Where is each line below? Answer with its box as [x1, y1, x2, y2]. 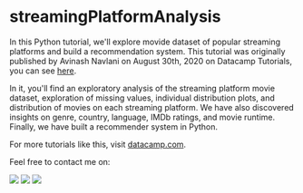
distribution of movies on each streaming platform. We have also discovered [9, 101, 295, 112]
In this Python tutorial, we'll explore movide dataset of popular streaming [9, 36, 281, 47]
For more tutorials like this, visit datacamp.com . [9, 139, 187, 150]
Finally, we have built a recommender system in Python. [9, 121, 219, 132]
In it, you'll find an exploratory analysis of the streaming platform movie [9, 82, 275, 93]
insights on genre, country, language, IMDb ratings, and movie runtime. [9, 111, 276, 122]
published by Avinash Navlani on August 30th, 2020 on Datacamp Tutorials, [9, 55, 293, 66]
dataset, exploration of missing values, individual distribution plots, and [9, 92, 275, 103]
